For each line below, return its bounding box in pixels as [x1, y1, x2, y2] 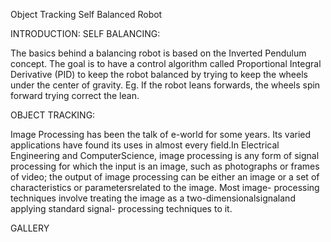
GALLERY [10, 222, 50, 234]
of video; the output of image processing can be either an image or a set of [10, 171, 320, 183]
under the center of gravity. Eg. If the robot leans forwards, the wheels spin [10, 79, 321, 91]
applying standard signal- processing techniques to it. [10, 203, 233, 214]
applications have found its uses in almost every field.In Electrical [10, 139, 280, 151]
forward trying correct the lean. [10, 90, 140, 101]
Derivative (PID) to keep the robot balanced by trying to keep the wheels [10, 69, 308, 80]
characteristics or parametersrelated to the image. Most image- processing [10, 182, 320, 193]
